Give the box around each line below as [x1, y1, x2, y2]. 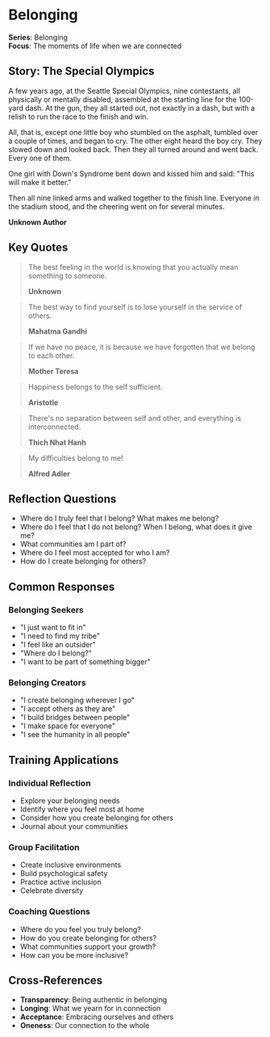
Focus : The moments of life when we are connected [8, 40, 182, 50]
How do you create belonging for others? [19, 933, 157, 942]
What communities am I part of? [19, 539, 127, 549]
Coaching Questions [8, 906, 91, 917]
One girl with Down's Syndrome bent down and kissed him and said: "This [8, 168, 255, 179]
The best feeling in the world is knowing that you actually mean [27, 262, 239, 272]
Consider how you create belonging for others [19, 813, 174, 823]
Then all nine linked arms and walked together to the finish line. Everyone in [8, 192, 260, 203]
